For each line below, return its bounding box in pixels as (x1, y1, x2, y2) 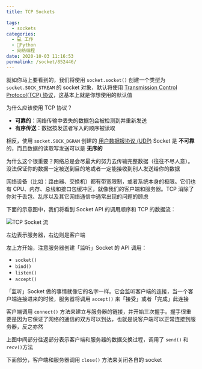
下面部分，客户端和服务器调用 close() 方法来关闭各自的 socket (6, 356, 162, 363)
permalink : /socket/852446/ (6, 58, 77, 65)
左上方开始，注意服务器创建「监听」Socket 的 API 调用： (6, 244, 147, 251)
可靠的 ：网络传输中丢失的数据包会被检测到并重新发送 (14, 117, 147, 124)
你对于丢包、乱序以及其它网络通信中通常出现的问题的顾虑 (6, 193, 148, 200)
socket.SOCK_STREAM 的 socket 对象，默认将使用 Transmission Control (6, 84, 177, 91)
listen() (14, 270, 37, 276)
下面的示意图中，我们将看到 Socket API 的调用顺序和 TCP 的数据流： (6, 205, 176, 212)
